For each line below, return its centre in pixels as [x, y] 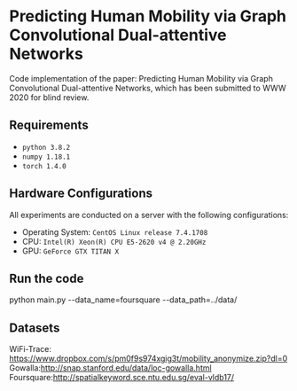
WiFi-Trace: [30, 349]
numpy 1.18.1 [46, 157]
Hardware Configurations [81, 194]
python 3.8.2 [46, 147]
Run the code [47, 278]
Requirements [49, 125]
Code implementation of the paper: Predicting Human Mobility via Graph [141, 78]
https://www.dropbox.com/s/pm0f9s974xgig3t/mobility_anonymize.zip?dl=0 [148, 359]
